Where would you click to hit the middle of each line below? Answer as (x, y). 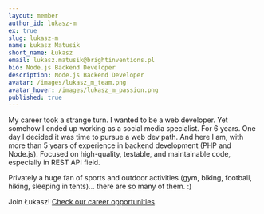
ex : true (23, 30)
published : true (35, 97)
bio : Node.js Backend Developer (62, 68)
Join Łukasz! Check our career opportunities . (83, 202)
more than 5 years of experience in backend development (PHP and (120, 145)
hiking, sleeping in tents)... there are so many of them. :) (100, 186)
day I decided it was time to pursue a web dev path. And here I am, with (126, 137)
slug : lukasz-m (33, 38)
